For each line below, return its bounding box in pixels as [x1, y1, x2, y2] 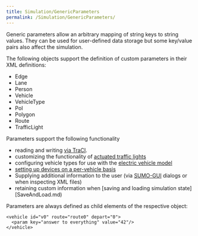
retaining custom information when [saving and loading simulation [14, 184, 177, 191]
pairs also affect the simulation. [6, 43, 83, 51]
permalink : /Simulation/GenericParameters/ [6, 14, 116, 20]
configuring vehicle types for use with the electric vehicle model [14, 159, 172, 166]
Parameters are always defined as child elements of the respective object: [6, 202, 188, 209]
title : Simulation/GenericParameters [6, 8, 100, 15]
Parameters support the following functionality [6, 135, 120, 142]
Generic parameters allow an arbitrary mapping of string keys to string [6, 30, 179, 38]
